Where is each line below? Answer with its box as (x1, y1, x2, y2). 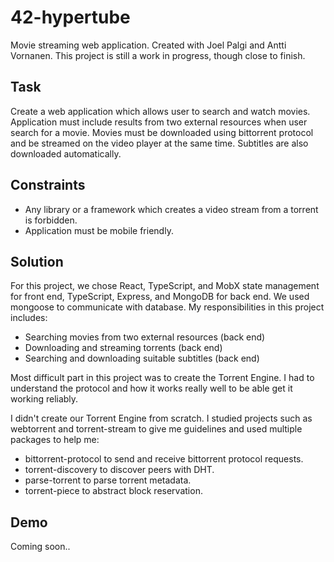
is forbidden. (24, 214, 78, 226)
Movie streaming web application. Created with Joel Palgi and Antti (10, 39, 287, 51)
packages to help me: (10, 434, 100, 446)
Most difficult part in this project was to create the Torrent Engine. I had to (10, 372, 315, 384)
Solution (10, 253, 64, 270)
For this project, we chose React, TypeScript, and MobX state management (10, 280, 320, 292)
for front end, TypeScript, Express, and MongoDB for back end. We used (10, 291, 310, 303)
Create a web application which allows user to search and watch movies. (10, 105, 311, 117)
